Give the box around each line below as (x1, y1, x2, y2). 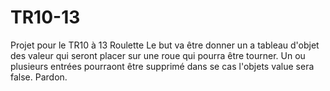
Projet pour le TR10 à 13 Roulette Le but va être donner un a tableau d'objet (10, 39, 320, 51)
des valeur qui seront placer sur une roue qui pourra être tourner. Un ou (10, 49, 306, 61)
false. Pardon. (10, 71, 68, 83)
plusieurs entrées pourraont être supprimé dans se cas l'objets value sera (10, 60, 315, 72)
